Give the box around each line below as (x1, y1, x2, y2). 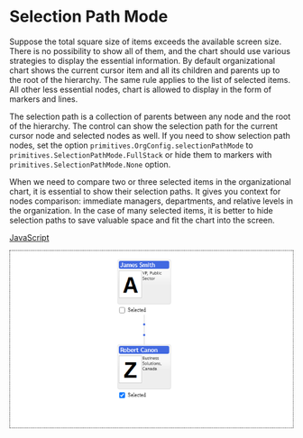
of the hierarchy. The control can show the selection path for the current (9, 120, 278, 132)
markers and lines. (9, 93, 78, 105)
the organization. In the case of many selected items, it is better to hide (9, 205, 273, 215)
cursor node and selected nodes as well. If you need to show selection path (9, 130, 291, 141)
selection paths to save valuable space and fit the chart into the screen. (9, 214, 275, 225)
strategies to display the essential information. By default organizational (9, 55, 276, 66)
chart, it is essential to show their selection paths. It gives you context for (9, 186, 281, 196)
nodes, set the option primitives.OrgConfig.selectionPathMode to (9, 140, 254, 151)
